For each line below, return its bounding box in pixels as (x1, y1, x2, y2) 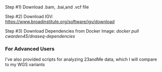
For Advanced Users (5, 45, 55, 52)
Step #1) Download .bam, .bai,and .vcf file (5, 4, 89, 10)
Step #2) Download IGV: (5, 14, 54, 19)
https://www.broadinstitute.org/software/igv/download (5, 19, 115, 24)
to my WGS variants (5, 62, 45, 68)
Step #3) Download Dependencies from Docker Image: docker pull (5, 28, 139, 34)
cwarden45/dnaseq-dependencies (5, 34, 76, 39)
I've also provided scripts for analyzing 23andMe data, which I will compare (5, 56, 157, 62)
